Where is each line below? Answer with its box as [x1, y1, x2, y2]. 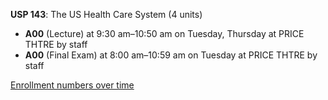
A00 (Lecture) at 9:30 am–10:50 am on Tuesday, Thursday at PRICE [24, 28, 305, 39]
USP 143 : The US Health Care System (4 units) [10, 9, 203, 20]
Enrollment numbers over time [10, 79, 135, 91]
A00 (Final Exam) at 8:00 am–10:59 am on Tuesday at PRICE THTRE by [24, 49, 318, 61]
